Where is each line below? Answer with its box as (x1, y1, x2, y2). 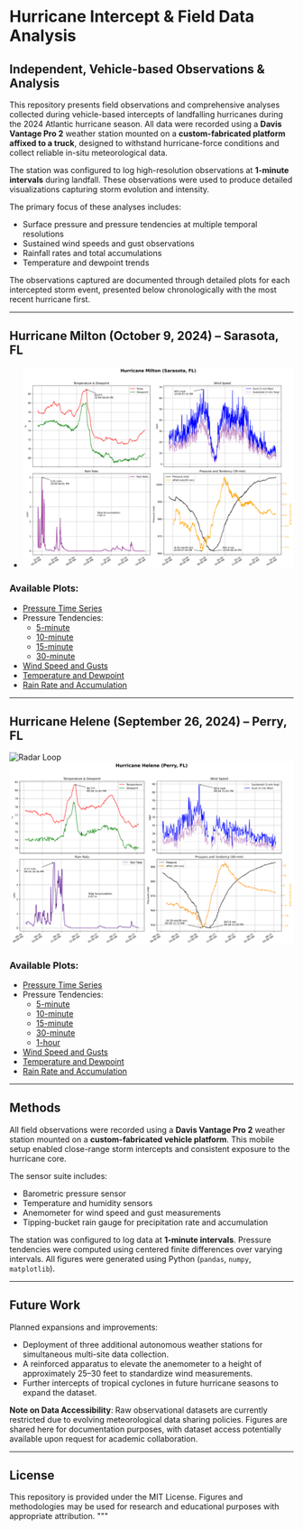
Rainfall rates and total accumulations (22, 248, 162, 258)
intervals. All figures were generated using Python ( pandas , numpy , (9, 1253, 252, 1264)
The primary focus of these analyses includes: (9, 201, 182, 212)
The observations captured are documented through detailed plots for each (9, 275, 290, 285)
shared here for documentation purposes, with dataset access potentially (9, 1424, 282, 1434)
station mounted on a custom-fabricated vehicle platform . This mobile (9, 1134, 275, 1145)
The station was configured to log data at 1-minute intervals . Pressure (9, 1234, 272, 1245)
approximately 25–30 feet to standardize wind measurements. (22, 1368, 253, 1378)
